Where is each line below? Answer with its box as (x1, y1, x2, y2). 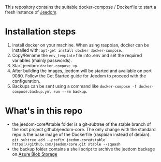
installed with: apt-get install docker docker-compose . (12, 47, 122, 53)
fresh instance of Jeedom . (5, 9, 58, 15)
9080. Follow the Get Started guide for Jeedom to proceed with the (12, 73, 146, 79)
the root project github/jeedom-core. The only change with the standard (12, 126, 156, 132)
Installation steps (5, 26, 76, 37)
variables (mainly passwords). (12, 58, 72, 63)
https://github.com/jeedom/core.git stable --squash (12, 142, 121, 147)
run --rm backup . (53, 88, 88, 94)
